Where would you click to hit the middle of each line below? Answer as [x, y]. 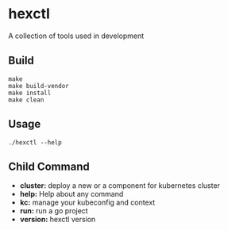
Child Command [49, 166]
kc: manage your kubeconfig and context [87, 202]
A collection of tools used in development [76, 36]
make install [30, 93]
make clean [26, 100]
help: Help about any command [71, 194]
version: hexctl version [58, 220]
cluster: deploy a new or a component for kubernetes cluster [120, 186]
